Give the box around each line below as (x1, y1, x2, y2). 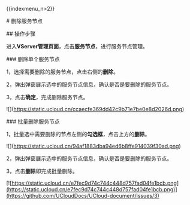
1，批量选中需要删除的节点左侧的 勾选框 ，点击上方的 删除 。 (6, 131, 150, 137)
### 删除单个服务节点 (6, 56, 60, 62)
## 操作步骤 (6, 30, 36, 37)
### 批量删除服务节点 (6, 118, 60, 125)
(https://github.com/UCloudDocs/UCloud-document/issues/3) (6, 192, 160, 199)
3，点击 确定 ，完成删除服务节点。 (6, 94, 89, 100)
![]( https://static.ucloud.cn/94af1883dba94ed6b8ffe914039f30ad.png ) (6, 143, 181, 149)
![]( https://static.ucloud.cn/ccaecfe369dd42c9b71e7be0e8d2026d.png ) (6, 106, 185, 112)
